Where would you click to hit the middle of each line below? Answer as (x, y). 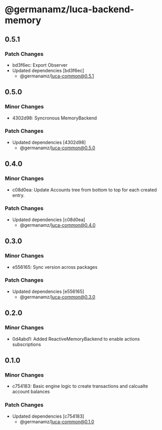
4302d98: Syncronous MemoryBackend (54, 118)
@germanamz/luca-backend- (70, 9)
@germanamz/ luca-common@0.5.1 (57, 76)
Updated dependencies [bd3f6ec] (48, 70)
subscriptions (27, 344)
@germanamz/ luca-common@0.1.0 (57, 421)
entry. (18, 195)
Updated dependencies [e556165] (48, 291)
